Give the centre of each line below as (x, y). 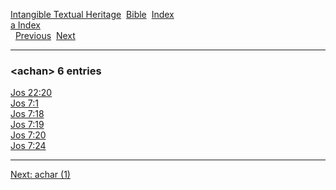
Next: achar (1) (40, 175)
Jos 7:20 (28, 135)
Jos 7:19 (27, 125)
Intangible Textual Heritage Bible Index (92, 14)
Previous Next (45, 35)
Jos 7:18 (27, 114)
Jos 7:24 (28, 146)
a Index (25, 25)
